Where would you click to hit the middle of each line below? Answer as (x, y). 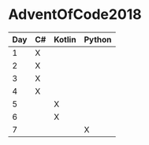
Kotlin (65, 39)
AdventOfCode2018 (75, 15)
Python (98, 39)
